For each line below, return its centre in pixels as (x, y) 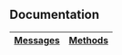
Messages (37, 40)
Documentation (55, 15)
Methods (89, 40)
